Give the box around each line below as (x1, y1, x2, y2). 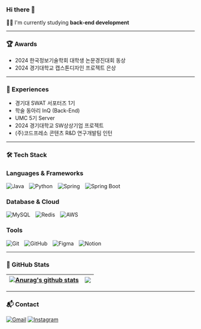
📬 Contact (6, 300, 39, 308)
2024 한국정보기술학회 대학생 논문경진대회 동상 (14, 56, 126, 64)
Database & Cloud (6, 198, 60, 206)
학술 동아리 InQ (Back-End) (14, 107, 80, 114)
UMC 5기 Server (14, 114, 55, 122)
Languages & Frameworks (6, 169, 84, 177)
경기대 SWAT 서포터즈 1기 (14, 99, 75, 107)
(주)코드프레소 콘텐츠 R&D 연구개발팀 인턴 (14, 129, 112, 137)
